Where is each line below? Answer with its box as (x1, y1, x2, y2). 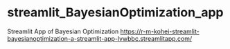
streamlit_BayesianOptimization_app (7, 5, 224, 20)
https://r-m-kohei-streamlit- (120, 27, 200, 35)
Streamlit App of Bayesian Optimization (7, 27, 119, 35)
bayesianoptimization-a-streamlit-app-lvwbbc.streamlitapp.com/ (7, 34, 193, 42)
